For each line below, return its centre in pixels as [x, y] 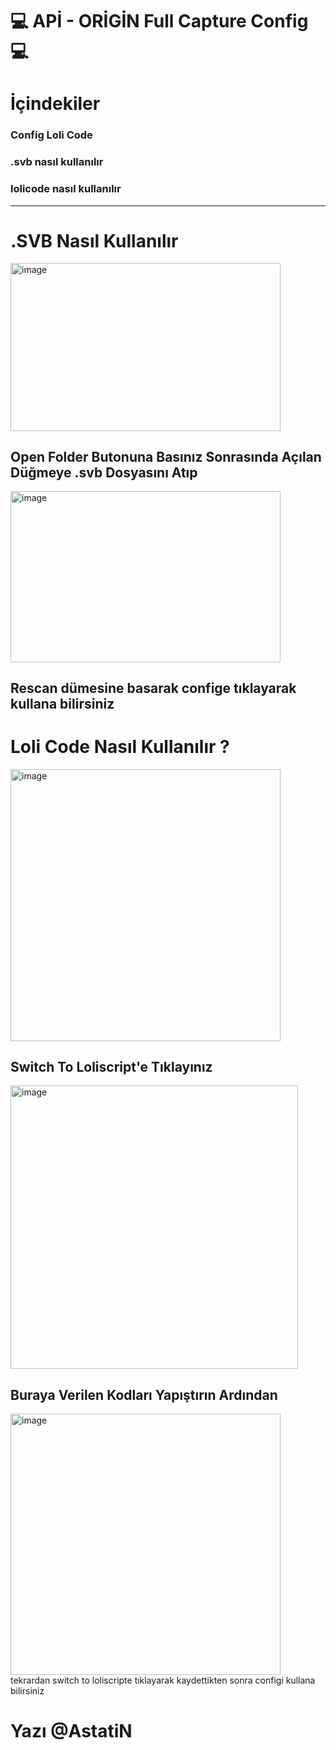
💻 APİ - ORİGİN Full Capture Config [159, 21]
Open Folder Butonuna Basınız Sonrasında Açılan [166, 457]
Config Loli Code [51, 135]
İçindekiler [55, 104]
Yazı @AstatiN [71, 1731]
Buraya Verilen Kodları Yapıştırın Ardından [144, 1394]
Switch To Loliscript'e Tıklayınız [111, 1067]
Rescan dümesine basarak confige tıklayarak [153, 688]
